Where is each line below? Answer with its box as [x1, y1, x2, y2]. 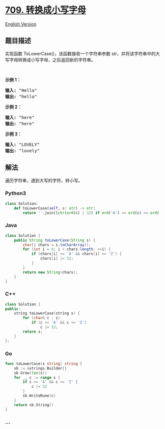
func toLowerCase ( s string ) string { [5, 361, 82, 366]
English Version [5, 21, 37, 27]
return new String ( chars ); [23, 269, 78, 275]
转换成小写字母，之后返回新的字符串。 [18, 57, 96, 63]
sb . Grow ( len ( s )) [14, 370, 48, 375]
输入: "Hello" [5, 87, 37, 93]
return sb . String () [14, 402, 54, 407]
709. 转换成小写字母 [5, 4, 86, 16]
